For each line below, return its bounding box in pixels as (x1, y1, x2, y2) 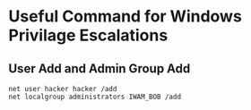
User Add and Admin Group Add (8, 61, 191, 76)
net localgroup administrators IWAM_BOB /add (8, 92, 181, 101)
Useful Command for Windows (8, 6, 243, 27)
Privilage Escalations (8, 25, 169, 46)
